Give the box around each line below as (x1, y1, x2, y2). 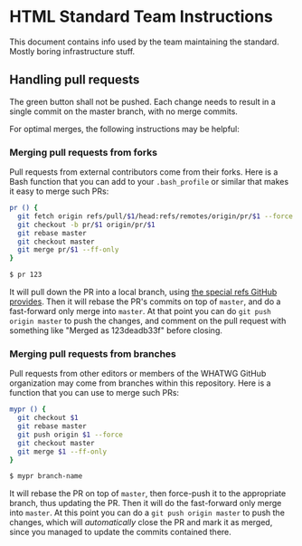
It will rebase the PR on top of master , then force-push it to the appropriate (9, 488, 287, 499)
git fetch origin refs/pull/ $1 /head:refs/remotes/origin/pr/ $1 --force (17, 211, 294, 221)
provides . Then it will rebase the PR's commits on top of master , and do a (9, 296, 281, 307)
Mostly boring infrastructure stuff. (9, 45, 136, 56)
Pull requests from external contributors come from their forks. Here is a (9, 167, 278, 177)
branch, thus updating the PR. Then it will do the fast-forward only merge (9, 498, 282, 509)
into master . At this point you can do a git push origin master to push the (9, 507, 285, 518)
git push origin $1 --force (17, 430, 124, 439)
